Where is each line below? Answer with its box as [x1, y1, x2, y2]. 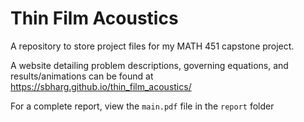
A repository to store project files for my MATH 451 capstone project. [10, 40, 295, 52]
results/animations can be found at [10, 70, 154, 82]
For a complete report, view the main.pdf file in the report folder [10, 100, 275, 112]
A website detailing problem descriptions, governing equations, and [10, 59, 289, 71]
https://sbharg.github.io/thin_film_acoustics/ [10, 80, 192, 92]
